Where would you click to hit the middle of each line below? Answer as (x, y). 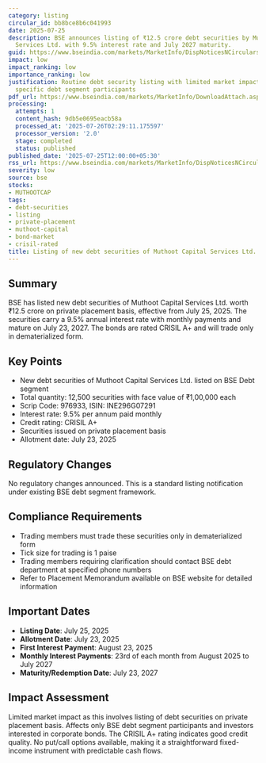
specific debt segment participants (76, 89)
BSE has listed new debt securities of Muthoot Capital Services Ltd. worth (129, 303)
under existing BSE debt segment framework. (82, 492)
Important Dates (49, 612)
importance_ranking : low (49, 75)
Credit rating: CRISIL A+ (58, 423)
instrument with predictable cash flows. (99, 750)
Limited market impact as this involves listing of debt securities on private (128, 717)
